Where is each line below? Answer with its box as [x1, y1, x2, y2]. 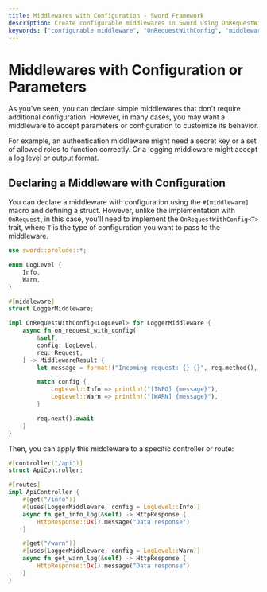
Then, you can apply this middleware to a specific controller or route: [8, 443, 234, 454]
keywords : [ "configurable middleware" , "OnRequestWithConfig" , [8, 26, 222, 34]
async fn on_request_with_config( [22, 327, 137, 335]
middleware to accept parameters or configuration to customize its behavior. [8, 121, 259, 130]
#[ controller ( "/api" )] [8, 459, 83, 467]
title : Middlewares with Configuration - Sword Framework [8, 11, 204, 20]
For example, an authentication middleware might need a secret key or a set [8, 136, 257, 146]
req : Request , [37, 349, 83, 356]
